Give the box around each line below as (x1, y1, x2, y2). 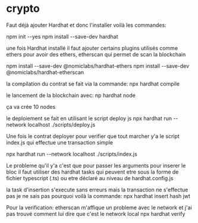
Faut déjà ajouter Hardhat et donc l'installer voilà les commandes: (6, 21, 166, 29)
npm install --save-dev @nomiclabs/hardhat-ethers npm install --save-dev (6, 62, 190, 70)
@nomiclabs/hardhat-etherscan (6, 68, 84, 76)
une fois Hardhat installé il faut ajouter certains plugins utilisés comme (6, 44, 178, 52)
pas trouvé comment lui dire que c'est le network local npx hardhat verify (6, 210, 186, 217)
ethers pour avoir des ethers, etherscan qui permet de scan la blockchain (6, 51, 186, 58)
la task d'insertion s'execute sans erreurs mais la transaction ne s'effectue (6, 186, 188, 193)
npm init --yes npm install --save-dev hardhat (6, 33, 118, 40)
